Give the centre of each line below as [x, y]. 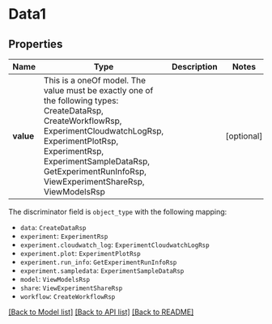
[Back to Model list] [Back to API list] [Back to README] [101, 312]
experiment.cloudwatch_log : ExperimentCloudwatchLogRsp [115, 245]
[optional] [244, 136]
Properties [36, 44]
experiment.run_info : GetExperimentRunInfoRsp [98, 262]
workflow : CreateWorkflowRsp [68, 296]
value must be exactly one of [98, 90]
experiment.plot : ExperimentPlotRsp [80, 253]
